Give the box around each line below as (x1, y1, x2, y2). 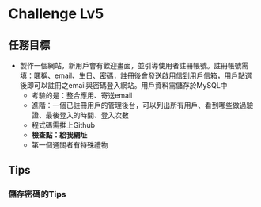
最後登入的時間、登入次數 (45, 110, 129, 120)
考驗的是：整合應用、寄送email (31, 90, 133, 100)
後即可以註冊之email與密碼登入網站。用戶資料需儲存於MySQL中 (19, 81, 228, 90)
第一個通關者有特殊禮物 (31, 140, 108, 149)
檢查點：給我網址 (31, 130, 88, 140)
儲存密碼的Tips (8, 189, 66, 200)
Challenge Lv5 (8, 5, 104, 23)
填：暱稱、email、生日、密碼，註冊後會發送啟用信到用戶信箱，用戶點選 (19, 71, 252, 80)
